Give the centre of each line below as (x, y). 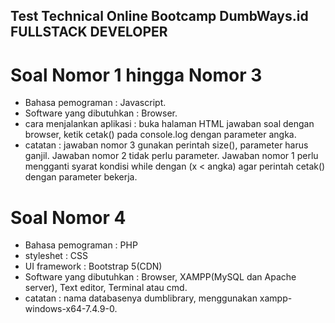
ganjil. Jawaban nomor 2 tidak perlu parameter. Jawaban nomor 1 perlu (171, 156)
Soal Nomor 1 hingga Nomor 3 (136, 75)
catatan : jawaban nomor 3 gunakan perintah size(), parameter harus (166, 145)
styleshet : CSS (56, 256)
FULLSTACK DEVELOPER (89, 32)
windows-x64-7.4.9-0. (71, 309)
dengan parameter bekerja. (81, 177)
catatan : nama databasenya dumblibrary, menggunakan (141, 298)
